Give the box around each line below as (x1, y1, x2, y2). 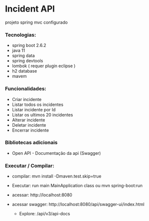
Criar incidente (12, 96, 42, 102)
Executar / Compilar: (5, 162, 54, 169)
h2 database (12, 68, 37, 74)
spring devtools (12, 58, 43, 64)
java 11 (12, 47, 25, 54)
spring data (12, 53, 35, 59)
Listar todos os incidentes (12, 102, 64, 107)
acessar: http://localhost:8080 (12, 192, 72, 198)
